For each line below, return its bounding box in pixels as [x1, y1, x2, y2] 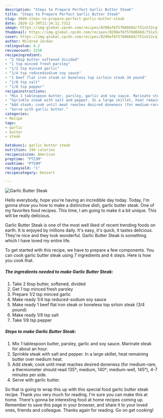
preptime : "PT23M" [5, 157, 42, 161]
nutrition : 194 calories [5, 147, 55, 153]
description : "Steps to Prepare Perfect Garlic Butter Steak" [5, 7, 133, 12]
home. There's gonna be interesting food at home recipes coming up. [5, 397, 144, 403]
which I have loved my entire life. [5, 238, 71, 244]
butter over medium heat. [12, 357, 63, 362]
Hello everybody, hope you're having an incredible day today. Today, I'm [5, 197, 149, 203]
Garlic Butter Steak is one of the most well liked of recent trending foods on [5, 222, 156, 228]
